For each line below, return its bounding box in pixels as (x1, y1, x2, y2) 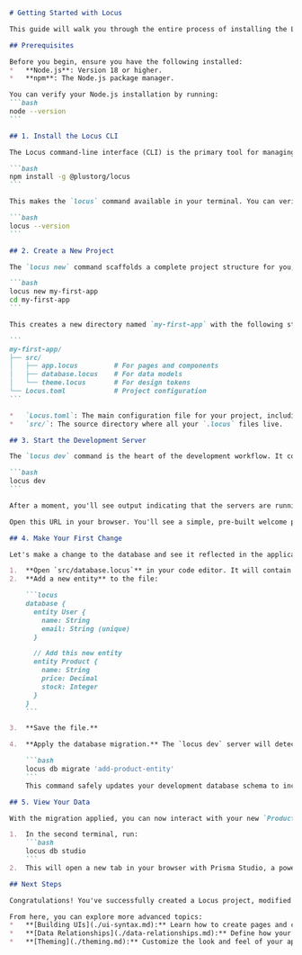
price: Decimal (41, 674, 99, 683)
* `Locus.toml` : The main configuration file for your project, (9, 410, 263, 420)
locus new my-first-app (9, 287, 99, 296)
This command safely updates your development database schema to (25, 781, 280, 790)
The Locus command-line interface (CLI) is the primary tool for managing (9, 148, 296, 157)
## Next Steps (9, 879, 63, 888)
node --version (9, 107, 67, 116)
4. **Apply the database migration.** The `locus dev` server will (9, 740, 271, 749)
